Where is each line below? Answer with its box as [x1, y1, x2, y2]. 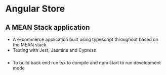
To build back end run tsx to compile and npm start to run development [12, 59, 161, 65]
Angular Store [5, 3, 65, 15]
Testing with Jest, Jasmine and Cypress [12, 47, 96, 53]
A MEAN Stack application [5, 23, 90, 32]
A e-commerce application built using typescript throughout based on [12, 36, 158, 42]
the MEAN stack [12, 42, 47, 48]
